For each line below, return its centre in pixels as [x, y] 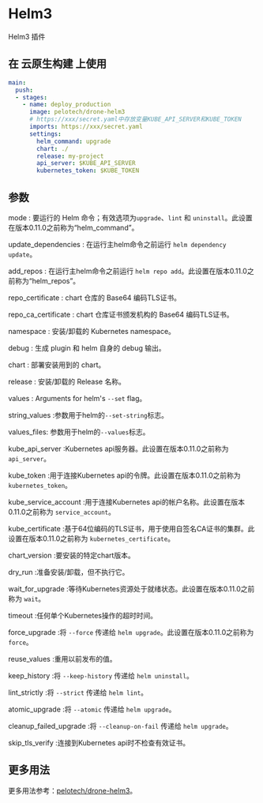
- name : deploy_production [67, 105]
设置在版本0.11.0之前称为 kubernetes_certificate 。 [92, 538]
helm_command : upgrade [74, 141]
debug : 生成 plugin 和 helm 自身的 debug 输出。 [87, 347]
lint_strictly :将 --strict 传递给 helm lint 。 [78, 692]
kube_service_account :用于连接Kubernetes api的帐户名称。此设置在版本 [126, 501]
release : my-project [70, 156]
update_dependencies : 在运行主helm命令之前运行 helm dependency [117, 244]
